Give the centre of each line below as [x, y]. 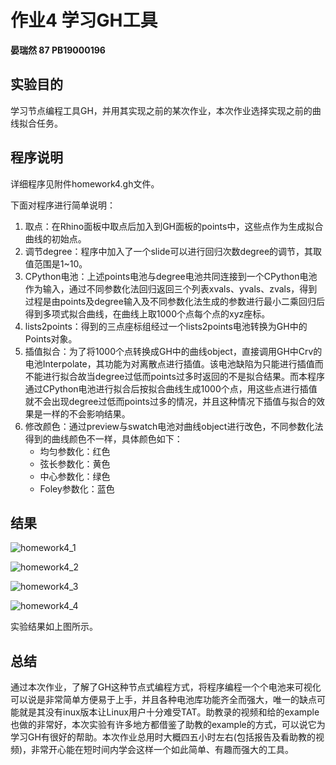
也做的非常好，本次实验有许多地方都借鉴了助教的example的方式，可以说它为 [168, 725]
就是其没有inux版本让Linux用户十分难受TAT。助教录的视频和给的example [169, 712]
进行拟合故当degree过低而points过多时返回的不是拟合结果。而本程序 [183, 376]
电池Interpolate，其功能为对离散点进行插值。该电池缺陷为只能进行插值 [169, 363]
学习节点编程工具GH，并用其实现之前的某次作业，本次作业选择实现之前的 [161, 110]
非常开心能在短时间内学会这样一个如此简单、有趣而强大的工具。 [163, 750]
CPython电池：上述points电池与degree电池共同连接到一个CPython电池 [171, 276]
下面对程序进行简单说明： [63, 205]
